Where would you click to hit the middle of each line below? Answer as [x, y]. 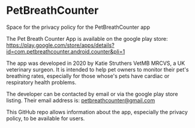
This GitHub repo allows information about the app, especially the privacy [97, 112]
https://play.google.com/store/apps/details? [61, 45]
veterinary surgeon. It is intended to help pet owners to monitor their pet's [97, 69]
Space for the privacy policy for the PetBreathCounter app [78, 27]
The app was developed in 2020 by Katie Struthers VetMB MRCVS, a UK [96, 63]
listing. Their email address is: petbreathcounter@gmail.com [81, 100]
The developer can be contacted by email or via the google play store [92, 94]
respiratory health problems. [41, 82]
